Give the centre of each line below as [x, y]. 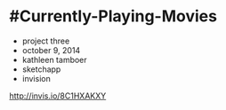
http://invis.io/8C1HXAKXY [58, 96]
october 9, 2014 [51, 50]
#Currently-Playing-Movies [113, 16]
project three [46, 41]
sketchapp [41, 69]
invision [36, 78]
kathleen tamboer [54, 59]
